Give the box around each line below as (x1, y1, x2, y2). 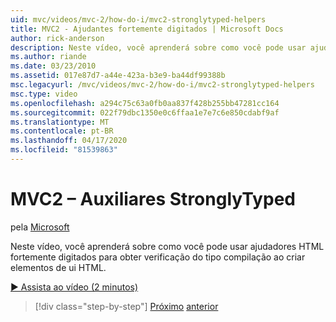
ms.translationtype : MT (10, 117, 110, 127)
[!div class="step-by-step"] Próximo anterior (34, 300, 219, 312)
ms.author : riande (10, 52, 87, 62)
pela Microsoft (10, 221, 70, 233)
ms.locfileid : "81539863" (10, 145, 118, 155)
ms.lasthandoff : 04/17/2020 (10, 136, 128, 146)
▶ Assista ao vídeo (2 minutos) (10, 281, 139, 293)
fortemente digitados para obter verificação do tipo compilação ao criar (10, 251, 306, 263)
